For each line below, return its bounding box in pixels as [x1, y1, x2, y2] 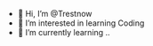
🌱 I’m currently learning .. [17, 27, 110, 37]
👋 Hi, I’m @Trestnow [17, 9, 93, 19]
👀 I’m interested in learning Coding [17, 18, 145, 28]
